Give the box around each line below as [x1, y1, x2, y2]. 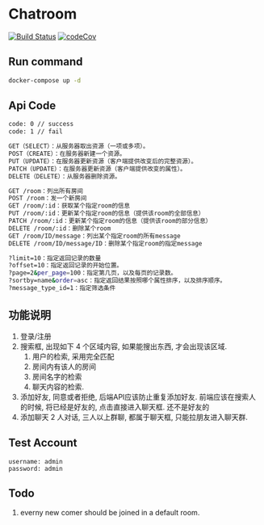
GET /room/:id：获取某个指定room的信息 [8, 202, 131, 210]
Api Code [8, 99, 57, 113]
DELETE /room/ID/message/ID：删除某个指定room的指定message [8, 239, 203, 247]
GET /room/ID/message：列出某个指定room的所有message [8, 232, 181, 240]
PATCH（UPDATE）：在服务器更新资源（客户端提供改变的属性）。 [8, 165, 187, 173]
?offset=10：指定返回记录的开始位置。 [8, 262, 124, 270]
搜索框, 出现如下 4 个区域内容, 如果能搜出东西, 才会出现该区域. [19, 341, 228, 351]
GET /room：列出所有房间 [8, 187, 83, 195]
